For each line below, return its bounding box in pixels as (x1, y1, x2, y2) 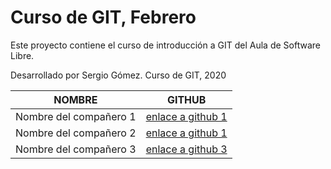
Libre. (10, 49, 35, 61)
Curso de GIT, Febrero (10, 6, 197, 29)
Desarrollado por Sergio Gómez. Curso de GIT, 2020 (10, 69, 227, 81)
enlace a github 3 (145, 142, 228, 156)
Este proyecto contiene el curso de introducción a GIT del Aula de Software (10, 39, 321, 51)
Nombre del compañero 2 (15, 126, 137, 140)
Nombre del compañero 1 (15, 109, 137, 123)
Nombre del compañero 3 (15, 142, 137, 156)
